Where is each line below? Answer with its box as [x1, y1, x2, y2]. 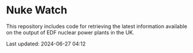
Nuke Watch [6, 3, 68, 17]
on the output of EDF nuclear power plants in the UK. [6, 29, 135, 36]
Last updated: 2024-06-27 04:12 [6, 40, 86, 47]
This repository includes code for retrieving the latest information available [6, 23, 188, 30]
